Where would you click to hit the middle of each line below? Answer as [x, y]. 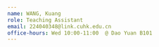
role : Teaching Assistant [45, 20]
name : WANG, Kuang [34, 13]
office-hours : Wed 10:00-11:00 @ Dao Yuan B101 [80, 33]
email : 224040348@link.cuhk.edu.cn [59, 26]
